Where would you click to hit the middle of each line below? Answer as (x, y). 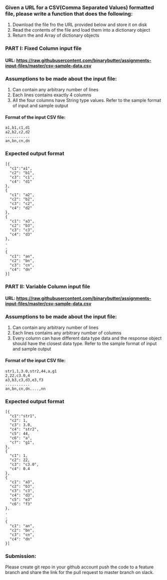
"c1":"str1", (23, 416)
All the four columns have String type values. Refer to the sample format (87, 100)
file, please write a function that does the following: (69, 14)
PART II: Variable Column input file (48, 286)
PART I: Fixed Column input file (43, 48)
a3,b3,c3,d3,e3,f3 (24, 380)
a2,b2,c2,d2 (17, 132)
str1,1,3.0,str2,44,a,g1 (31, 371)
